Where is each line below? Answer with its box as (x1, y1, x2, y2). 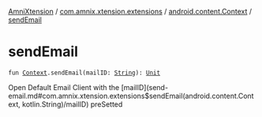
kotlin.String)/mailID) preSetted (22, 99, 123, 109)
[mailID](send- (121, 82, 168, 92)
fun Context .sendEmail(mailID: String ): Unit (8, 69, 160, 77)
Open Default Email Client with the (8, 82, 120, 92)
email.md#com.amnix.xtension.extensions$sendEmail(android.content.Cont (8, 91, 254, 100)
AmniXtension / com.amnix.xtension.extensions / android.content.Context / (8, 7, 253, 16)
